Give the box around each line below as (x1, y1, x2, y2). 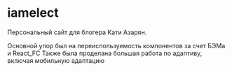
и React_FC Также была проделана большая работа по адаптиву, (7, 49, 203, 57)
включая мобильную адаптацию (7, 56, 105, 64)
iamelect (7, 5, 60, 21)
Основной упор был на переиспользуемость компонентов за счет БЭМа (7, 41, 226, 50)
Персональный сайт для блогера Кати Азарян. (7, 28, 147, 36)
